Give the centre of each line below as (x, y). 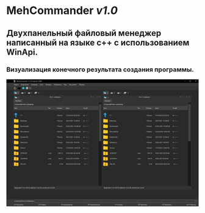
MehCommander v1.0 (62, 11)
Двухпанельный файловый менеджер (84, 33)
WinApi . (22, 52)
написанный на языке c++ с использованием (98, 42)
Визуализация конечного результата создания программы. (100, 69)
